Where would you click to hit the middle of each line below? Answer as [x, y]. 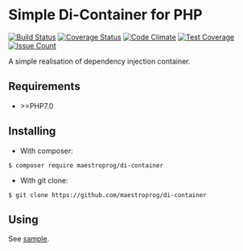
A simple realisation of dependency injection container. [99, 61]
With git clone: [44, 180]
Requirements [44, 86]
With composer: [47, 150]
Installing [32, 132]
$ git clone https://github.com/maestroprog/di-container [107, 195]
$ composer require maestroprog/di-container [86, 165]
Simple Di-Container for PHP [105, 15]
